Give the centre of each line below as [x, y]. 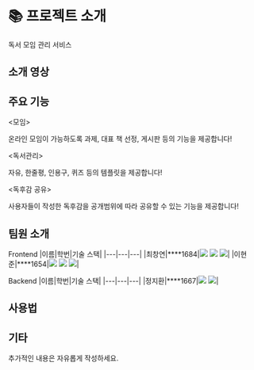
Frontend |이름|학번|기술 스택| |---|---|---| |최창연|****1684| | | [121, 254]
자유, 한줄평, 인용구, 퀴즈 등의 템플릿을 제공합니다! [85, 173]
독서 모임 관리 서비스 [40, 44]
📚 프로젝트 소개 [58, 16]
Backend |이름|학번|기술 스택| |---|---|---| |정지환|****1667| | [114, 280]
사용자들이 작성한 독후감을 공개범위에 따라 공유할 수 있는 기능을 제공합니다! [124, 206]
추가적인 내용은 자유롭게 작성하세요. [63, 358]
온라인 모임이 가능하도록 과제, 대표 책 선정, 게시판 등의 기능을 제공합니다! [120, 139]
